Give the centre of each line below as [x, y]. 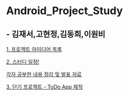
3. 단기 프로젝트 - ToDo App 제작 [45, 87]
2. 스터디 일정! [23, 62]
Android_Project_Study [64, 11]
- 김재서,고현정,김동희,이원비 [56, 34]
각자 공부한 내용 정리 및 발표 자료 [44, 74]
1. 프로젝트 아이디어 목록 [34, 49]
